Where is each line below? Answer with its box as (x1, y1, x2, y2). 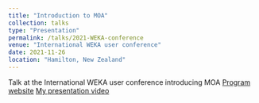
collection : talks (8, 19, 69, 27)
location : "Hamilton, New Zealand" (8, 56, 126, 64)
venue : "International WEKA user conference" (8, 41, 161, 49)
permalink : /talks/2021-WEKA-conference (8, 33, 145, 42)
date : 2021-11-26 (8, 48, 66, 56)
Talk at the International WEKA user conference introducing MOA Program (8, 77, 251, 87)
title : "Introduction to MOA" (8, 11, 109, 20)
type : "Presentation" (8, 26, 80, 34)
